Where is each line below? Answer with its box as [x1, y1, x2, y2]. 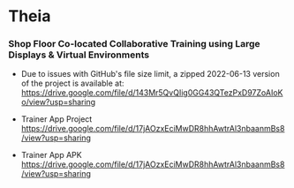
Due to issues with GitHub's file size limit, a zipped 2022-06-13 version [20, 69, 280, 79]
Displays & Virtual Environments [8, 49, 150, 61]
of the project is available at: [20, 78, 124, 89]
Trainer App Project [20, 114, 93, 124]
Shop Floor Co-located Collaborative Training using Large [8, 38, 261, 50]
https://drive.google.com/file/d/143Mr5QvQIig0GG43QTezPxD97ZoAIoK [20, 87, 283, 98]
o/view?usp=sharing [20, 97, 96, 108]
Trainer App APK [20, 150, 82, 161]
